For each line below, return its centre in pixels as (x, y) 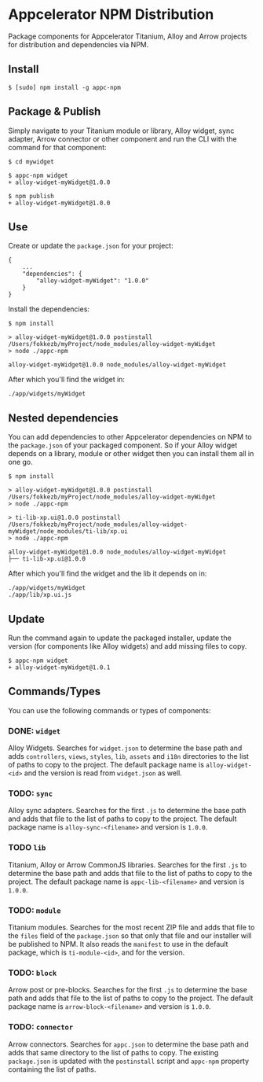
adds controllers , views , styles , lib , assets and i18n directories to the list (129, 756)
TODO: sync (31, 793)
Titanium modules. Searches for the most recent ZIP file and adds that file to (131, 927)
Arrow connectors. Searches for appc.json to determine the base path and (128, 1044)
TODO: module (35, 910)
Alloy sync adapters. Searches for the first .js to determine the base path (127, 811)
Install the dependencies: (49, 309)
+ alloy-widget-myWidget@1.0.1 (59, 668)
